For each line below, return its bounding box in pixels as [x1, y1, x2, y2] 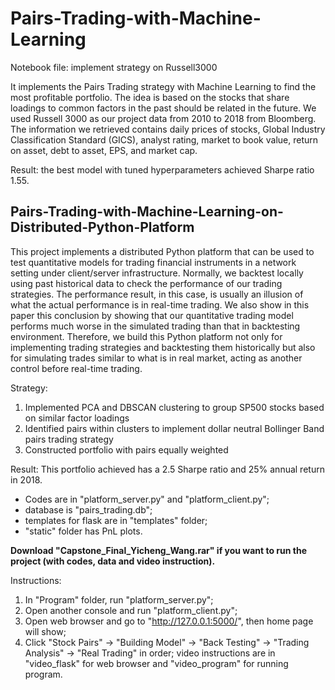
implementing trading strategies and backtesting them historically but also [10, 341, 316, 353]
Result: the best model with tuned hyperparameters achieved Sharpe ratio [10, 163, 315, 176]
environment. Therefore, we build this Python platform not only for [10, 330, 283, 342]
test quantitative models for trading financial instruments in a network [10, 256, 297, 268]
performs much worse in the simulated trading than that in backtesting [10, 320, 301, 332]
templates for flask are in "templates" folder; [24, 514, 208, 526]
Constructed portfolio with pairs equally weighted [24, 443, 229, 456]
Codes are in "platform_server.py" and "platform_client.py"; [24, 493, 270, 505]
